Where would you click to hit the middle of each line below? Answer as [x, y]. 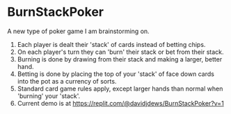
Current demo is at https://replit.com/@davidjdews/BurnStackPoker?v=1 [120, 103]
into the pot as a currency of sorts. [67, 81]
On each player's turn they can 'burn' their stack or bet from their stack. [120, 52]
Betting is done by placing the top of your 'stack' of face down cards [115, 74]
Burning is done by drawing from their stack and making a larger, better [120, 59]
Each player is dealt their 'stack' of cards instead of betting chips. [111, 44]
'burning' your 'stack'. [49, 96]
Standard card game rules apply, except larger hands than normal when [120, 88]
